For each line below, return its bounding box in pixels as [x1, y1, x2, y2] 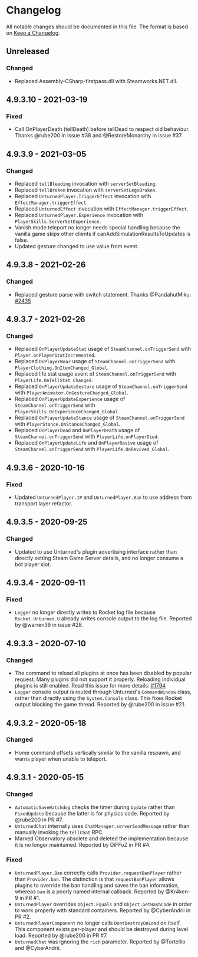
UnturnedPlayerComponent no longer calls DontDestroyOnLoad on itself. [14, 919, 181, 926]
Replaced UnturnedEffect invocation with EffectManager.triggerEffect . [14, 205, 189, 212]
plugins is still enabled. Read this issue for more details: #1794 [14, 682, 166, 689]
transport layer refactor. [14, 500, 72, 507]
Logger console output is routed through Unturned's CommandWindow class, [14, 688, 192, 696]
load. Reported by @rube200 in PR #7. [14, 932, 108, 939]
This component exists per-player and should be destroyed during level [14, 925, 189, 932]
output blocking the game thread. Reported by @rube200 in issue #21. [14, 701, 186, 708]
